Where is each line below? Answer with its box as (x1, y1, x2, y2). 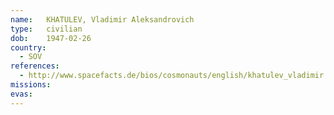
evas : (10, 89, 33, 99)
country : (10, 42, 47, 53)
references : (10, 61, 60, 71)
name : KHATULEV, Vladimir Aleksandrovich (10, 14, 195, 25)
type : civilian (10, 24, 83, 34)
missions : (10, 80, 52, 90)
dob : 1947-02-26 (10, 33, 92, 43)
